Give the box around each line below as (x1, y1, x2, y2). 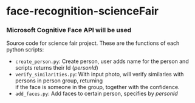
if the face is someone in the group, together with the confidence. (15, 84, 180, 91)
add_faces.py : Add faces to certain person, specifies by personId (15, 90, 178, 98)
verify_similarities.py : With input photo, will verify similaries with (15, 71, 184, 78)
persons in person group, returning (15, 77, 103, 84)
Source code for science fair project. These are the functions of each (6, 39, 180, 47)
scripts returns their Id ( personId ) (15, 64, 98, 71)
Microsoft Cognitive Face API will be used (6, 26, 132, 35)
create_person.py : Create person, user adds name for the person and (15, 58, 190, 65)
